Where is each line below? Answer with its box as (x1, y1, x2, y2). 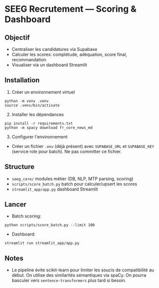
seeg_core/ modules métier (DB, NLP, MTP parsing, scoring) (11, 175, 133, 182)
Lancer (4, 200, 26, 209)
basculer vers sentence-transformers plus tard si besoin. (11, 278, 126, 284)
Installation (4, 76, 40, 84)
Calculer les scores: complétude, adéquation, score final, (11, 51, 127, 57)
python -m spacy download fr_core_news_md (4, 125, 93, 130)
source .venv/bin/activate (4, 103, 60, 108)
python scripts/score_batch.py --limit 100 (4, 223, 95, 228)
